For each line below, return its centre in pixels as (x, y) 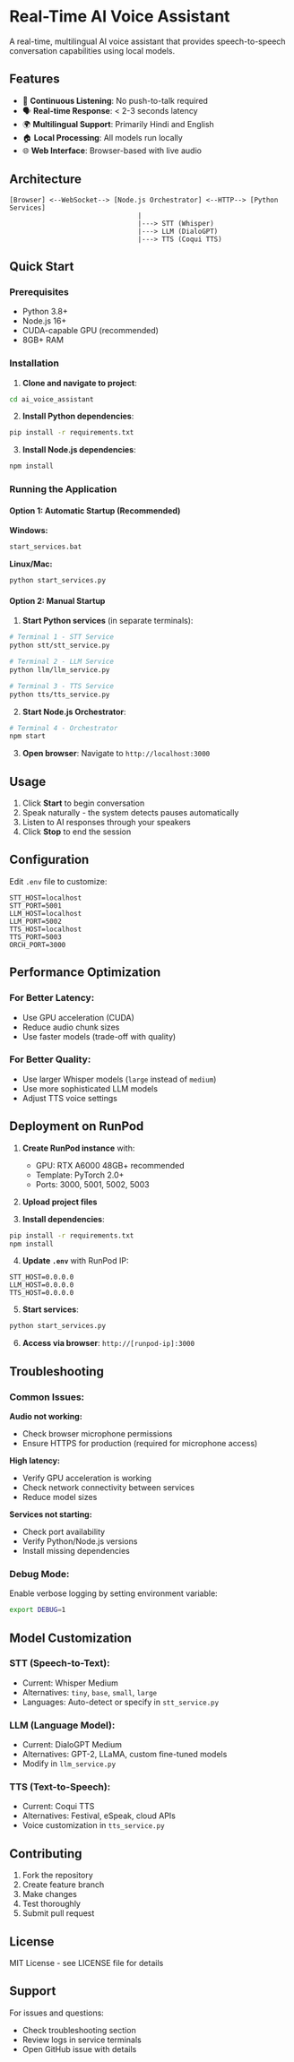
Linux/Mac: (31, 564)
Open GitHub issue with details (79, 2049)
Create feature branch (63, 1885)
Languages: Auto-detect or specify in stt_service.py (121, 1702)
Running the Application (63, 489)
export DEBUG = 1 (38, 1610)
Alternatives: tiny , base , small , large (90, 1692)
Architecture (46, 180)
